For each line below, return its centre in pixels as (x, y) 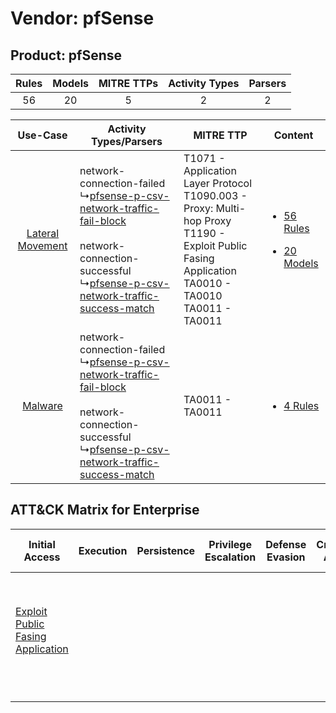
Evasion (286, 557)
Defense (286, 544)
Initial (42, 544)
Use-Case (42, 135)
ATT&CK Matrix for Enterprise (105, 510)
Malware (42, 405)
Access (42, 557)
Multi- (231, 208)
